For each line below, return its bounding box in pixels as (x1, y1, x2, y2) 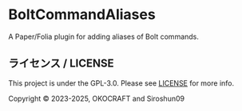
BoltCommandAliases (8, 6, 156, 24)
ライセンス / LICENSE (8, 57, 114, 71)
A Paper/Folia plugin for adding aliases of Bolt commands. (8, 32, 200, 41)
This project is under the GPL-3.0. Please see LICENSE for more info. (8, 78, 234, 88)
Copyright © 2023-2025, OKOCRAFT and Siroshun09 (8, 94, 185, 103)
